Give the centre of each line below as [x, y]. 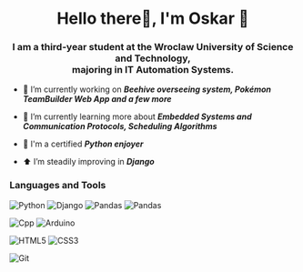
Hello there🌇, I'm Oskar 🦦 [153, 19]
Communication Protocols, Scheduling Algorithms [120, 126]
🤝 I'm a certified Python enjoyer [83, 144]
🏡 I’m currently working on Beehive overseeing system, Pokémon [146, 89]
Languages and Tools [58, 186]
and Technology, [153, 58]
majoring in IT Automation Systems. [153, 70]
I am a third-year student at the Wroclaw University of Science [153, 47]
